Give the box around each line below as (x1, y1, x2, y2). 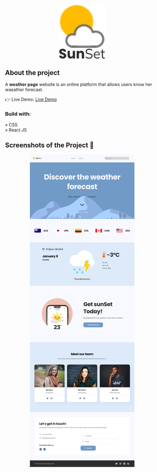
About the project (5, 68, 60, 77)
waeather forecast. (5, 87, 44, 92)
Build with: (5, 111, 31, 117)
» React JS (5, 127, 27, 133)
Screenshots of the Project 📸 (5, 141, 94, 149)
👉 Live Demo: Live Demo (5, 96, 57, 102)
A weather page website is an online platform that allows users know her (5, 82, 153, 88)
